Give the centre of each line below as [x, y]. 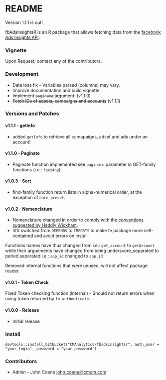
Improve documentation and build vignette [56, 90]
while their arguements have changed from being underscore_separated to [82, 251]
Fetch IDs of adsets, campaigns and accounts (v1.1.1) [66, 101]
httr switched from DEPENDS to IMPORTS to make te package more [78, 231]
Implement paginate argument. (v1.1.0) [52, 96]
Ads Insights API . [23, 37]
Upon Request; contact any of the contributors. [54, 61]
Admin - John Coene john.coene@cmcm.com [59, 372]
